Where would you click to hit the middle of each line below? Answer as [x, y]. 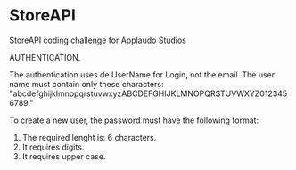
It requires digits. [53, 147]
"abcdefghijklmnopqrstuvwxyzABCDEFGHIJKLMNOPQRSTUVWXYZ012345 [148, 93]
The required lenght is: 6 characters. [89, 137]
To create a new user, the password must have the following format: [134, 120]
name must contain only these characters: [86, 84]
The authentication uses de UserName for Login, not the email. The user [142, 74]
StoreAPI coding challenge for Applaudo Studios [98, 40]
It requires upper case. [64, 156]
